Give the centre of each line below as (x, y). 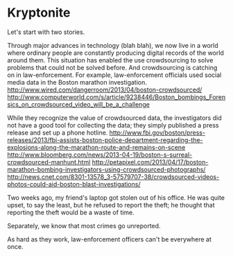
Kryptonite (39, 13)
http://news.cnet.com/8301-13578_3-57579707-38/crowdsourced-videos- (113, 177)
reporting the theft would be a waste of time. (71, 212)
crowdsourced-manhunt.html (49, 162)
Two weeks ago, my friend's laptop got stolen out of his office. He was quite (116, 197)
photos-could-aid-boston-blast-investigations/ (74, 184)
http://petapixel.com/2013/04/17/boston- (150, 162)
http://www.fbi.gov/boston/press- (157, 133)
